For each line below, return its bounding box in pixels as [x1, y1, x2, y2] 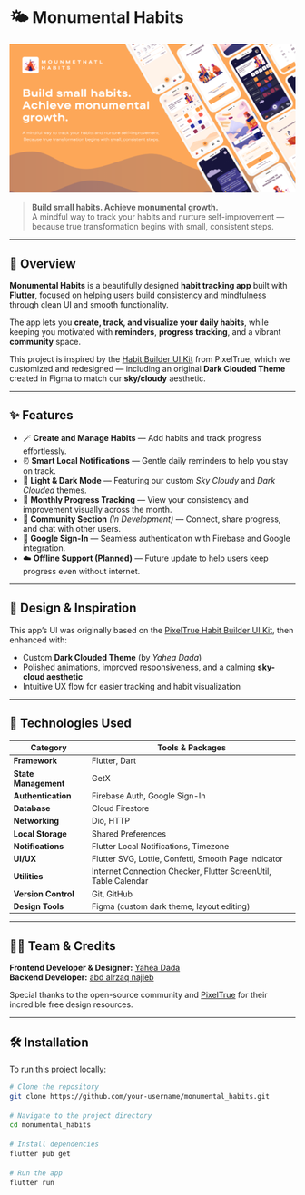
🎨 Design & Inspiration [9, 601, 137, 616]
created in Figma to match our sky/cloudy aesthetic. [9, 373, 206, 384]
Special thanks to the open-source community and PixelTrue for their [9, 990, 268, 1001]
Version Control [13, 888, 74, 899]
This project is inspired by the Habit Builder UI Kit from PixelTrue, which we [9, 354, 290, 365]
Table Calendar [92, 876, 149, 886]
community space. [9, 337, 82, 348]
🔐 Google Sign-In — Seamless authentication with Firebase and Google [22, 533, 290, 544]
